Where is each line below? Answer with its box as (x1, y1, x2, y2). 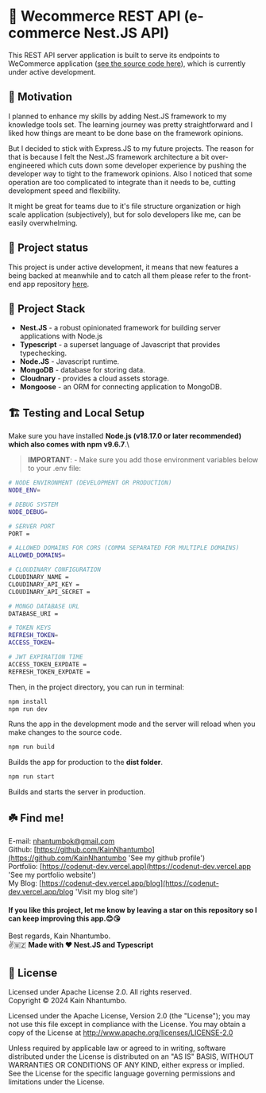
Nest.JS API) (83, 24, 170, 42)
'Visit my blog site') (75, 887, 138, 896)
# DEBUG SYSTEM (8, 500, 59, 508)
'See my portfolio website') (8, 870, 97, 879)
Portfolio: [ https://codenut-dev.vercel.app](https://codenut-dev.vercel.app (8, 862, 252, 871)
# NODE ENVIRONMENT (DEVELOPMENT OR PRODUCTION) (8, 479, 172, 487)
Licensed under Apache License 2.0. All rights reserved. (8, 987, 192, 997)
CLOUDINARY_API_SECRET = (8, 588, 91, 596)
